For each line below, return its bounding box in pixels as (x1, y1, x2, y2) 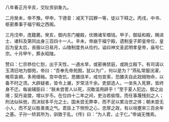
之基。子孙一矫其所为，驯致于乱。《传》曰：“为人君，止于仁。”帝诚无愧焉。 (5, 111, 159, 117)
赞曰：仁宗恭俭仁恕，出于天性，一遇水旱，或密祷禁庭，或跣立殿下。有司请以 (5, 61, 164, 67)
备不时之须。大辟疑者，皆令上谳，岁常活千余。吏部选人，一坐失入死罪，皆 (5, 80, 159, 86)
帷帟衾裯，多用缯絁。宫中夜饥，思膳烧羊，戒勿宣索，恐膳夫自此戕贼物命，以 (5, 74, 164, 79)
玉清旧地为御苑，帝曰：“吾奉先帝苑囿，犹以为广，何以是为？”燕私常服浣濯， (5, 67, 163, 73)
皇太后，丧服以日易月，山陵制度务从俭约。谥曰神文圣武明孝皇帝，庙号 (14, 44, 159, 50)
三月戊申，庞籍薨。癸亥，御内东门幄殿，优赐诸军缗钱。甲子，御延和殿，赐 (5, 32, 159, 37)
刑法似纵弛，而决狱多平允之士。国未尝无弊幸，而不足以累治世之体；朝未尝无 (5, 99, 164, 104)
